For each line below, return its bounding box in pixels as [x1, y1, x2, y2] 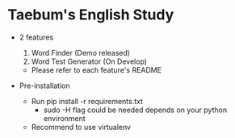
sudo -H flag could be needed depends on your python [43, 105, 228, 115]
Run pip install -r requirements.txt [31, 96, 143, 106]
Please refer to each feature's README [31, 65, 162, 74]
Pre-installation [19, 81, 70, 90]
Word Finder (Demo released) [31, 48, 131, 57]
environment [43, 113, 86, 123]
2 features [19, 32, 54, 42]
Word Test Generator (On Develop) [31, 56, 147, 66]
